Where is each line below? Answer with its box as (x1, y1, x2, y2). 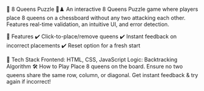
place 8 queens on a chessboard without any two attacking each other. (6, 15, 186, 21)
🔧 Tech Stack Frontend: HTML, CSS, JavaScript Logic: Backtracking (6, 56, 178, 63)
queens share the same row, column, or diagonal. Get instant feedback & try (6, 72, 198, 78)
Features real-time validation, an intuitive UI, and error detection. (6, 21, 170, 28)
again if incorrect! (6, 78, 51, 85)
